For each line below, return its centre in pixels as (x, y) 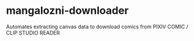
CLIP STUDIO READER (33, 32)
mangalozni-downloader (67, 11)
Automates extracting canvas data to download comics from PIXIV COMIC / (97, 27)
